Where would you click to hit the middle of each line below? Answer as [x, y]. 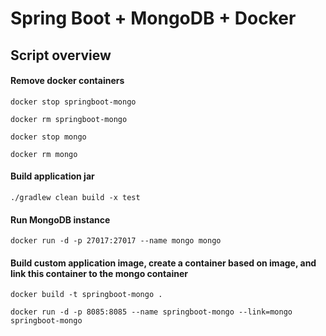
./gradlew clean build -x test [75, 197]
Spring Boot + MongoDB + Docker [153, 18]
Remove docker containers [67, 81]
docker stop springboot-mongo [73, 102]
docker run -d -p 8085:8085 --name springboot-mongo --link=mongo [151, 312]
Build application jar [52, 176]
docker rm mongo [44, 154]
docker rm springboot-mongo [69, 119]
